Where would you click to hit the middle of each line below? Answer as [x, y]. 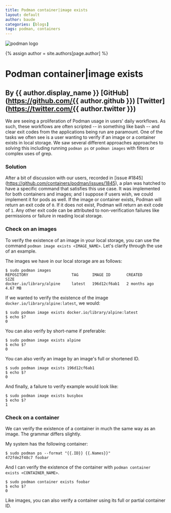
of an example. [21, 251]
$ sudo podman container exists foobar [48, 482]
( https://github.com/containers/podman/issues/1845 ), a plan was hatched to [86, 183]
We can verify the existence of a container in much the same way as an [80, 429]
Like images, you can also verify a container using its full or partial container [86, 500]
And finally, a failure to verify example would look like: [62, 386]
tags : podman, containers [33, 29]
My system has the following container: [47, 444]
